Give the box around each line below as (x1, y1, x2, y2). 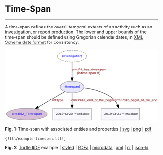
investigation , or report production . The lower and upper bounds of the (5, 29, 147, 35)
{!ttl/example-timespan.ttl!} (5, 136, 66, 141)
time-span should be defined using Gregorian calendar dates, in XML (5, 34, 144, 40)
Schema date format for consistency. (5, 39, 79, 45)
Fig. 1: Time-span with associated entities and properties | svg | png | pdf (5, 126, 152, 132)
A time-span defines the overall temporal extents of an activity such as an (5, 24, 153, 29)
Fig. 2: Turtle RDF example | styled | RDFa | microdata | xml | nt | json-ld (5, 144, 149, 150)
